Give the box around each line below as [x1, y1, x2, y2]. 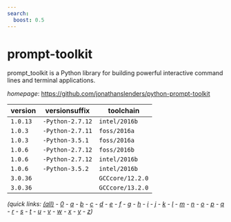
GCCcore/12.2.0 [99, 174, 149, 183]
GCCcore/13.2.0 [99, 184, 149, 192]
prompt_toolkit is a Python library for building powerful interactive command [7, 69, 223, 77]
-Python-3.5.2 [42, 165, 89, 173]
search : [7, 10, 30, 17]
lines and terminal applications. [7, 77, 96, 85]
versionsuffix [45, 106, 90, 116]
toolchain [108, 106, 140, 116]
